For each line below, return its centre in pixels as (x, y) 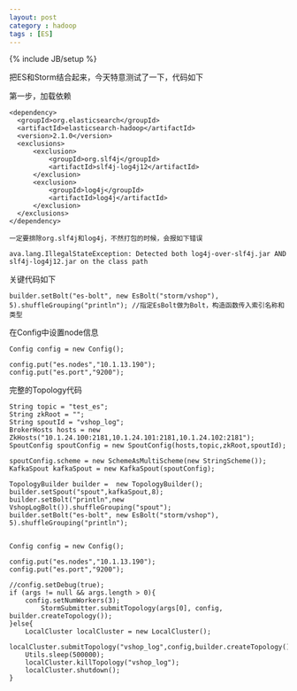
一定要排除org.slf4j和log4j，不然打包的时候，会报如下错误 (106, 239)
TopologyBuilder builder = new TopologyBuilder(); (106, 485)
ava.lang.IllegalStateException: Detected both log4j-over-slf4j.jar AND (148, 254)
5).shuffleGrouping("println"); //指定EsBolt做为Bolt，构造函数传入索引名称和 (147, 306)
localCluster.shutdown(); (73, 671)
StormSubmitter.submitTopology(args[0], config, (132, 609)
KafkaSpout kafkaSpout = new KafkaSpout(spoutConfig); (112, 469)
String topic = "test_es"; (59, 407)
